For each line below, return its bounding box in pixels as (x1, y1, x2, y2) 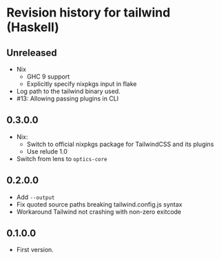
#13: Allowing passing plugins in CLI (16, 94, 119, 103)
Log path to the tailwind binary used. (16, 87, 121, 95)
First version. (16, 246, 54, 254)
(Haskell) (6, 19, 59, 35)
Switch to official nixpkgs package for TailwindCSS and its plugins (26, 140, 214, 148)
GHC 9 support (26, 72, 70, 81)
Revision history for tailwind (6, 5, 171, 21)
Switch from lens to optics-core (16, 154, 107, 163)
